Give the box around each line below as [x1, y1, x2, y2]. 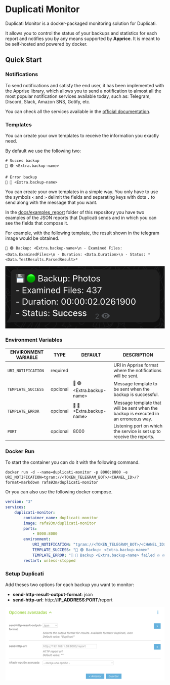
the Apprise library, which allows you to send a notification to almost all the [5, 88, 162, 94]
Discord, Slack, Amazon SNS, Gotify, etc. [5, 98, 91, 104]
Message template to [113, 381, 158, 387]
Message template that [113, 400, 161, 406]
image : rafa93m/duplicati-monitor [23, 521, 96, 526]
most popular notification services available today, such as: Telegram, [5, 93, 151, 99]
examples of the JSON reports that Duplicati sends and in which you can [5, 214, 157, 221]
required [50, 367, 68, 373]
